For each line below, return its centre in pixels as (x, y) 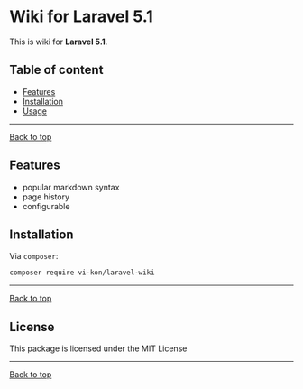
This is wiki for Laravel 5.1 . (59, 42)
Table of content (56, 70)
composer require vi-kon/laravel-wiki (82, 273)
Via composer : (34, 256)
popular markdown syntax (71, 187)
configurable (46, 206)
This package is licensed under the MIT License (98, 348)
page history (46, 197)
